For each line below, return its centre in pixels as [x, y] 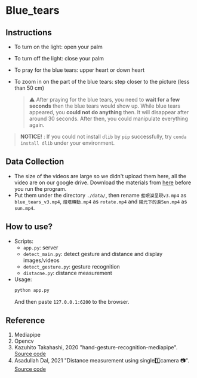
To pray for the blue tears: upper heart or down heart [79, 70]
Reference [25, 320]
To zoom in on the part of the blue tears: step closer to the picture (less [102, 82]
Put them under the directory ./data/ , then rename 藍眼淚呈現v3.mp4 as [100, 195]
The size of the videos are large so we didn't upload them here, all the [100, 176]
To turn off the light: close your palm [59, 58]
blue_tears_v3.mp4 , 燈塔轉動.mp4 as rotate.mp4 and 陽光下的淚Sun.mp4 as [101, 202]
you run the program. [40, 188]
